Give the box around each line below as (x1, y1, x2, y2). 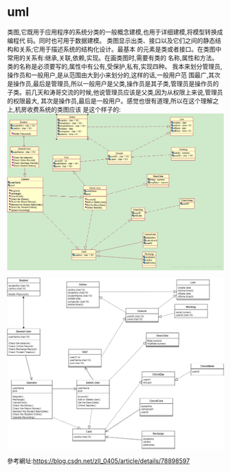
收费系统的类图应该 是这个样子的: (27, 105, 122, 114)
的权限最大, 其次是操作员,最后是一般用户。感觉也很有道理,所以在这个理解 (7, 96, 213, 105)
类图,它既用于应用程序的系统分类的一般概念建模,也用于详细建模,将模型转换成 (7, 28, 223, 36)
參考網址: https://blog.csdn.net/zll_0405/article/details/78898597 (7, 456, 190, 465)
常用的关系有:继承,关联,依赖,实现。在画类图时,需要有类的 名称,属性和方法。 (7, 53, 219, 62)
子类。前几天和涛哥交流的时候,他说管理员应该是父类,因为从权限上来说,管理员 (7, 88, 223, 96)
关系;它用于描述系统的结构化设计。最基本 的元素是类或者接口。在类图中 (19, 45, 222, 53)
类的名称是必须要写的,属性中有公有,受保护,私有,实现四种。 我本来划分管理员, (7, 62, 223, 70)
